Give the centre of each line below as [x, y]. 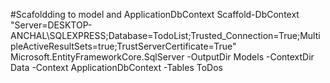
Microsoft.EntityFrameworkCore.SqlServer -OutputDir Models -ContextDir [162, 57]
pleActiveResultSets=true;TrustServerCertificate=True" [123, 46]
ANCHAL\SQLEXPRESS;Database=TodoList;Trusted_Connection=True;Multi [165, 35]
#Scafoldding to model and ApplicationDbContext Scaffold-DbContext [155, 14]
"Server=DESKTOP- [51, 25]
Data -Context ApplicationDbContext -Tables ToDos [116, 67]
